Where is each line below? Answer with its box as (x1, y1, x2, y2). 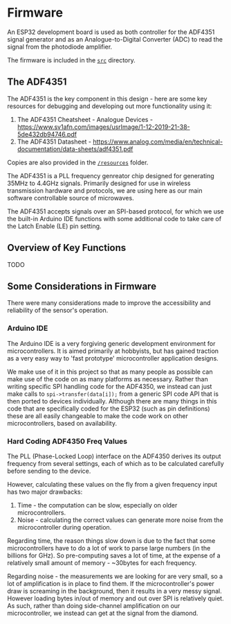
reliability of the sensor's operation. (7, 306, 109, 315)
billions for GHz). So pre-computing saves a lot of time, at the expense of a (7, 551, 221, 560)
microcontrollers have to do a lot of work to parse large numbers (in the (7, 544, 211, 552)
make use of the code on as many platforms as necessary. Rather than (7, 374, 209, 383)
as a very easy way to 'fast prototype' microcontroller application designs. (7, 354, 219, 362)
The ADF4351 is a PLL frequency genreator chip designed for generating (7, 171, 214, 180)
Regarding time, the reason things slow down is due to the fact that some (7, 536, 216, 545)
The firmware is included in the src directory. (7, 55, 136, 64)
